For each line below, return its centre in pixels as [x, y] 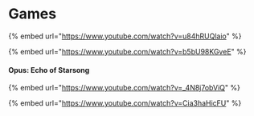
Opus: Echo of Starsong [49, 70]
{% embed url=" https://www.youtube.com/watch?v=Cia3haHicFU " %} [125, 103]
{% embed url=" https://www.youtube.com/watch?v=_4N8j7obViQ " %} [125, 88]
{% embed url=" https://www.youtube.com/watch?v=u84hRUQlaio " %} [125, 36]
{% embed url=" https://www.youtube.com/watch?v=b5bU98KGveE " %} [127, 51]
